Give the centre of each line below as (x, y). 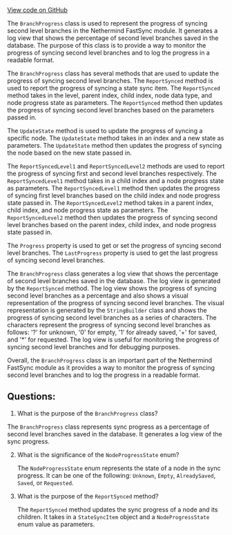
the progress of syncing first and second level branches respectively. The (112, 173)
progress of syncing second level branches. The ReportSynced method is (110, 81)
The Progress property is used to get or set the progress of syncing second (114, 245)
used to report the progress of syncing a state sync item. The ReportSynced (114, 88)
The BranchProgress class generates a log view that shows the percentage (113, 273)
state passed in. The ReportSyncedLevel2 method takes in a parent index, (110, 203)
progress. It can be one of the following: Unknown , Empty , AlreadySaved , (116, 475)
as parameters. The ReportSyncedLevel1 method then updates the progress (114, 188)
